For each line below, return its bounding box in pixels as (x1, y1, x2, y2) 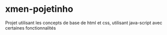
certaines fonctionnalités (5, 25, 56, 31)
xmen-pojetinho (5, 3, 73, 15)
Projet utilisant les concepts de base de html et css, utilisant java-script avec (5, 20, 163, 26)
